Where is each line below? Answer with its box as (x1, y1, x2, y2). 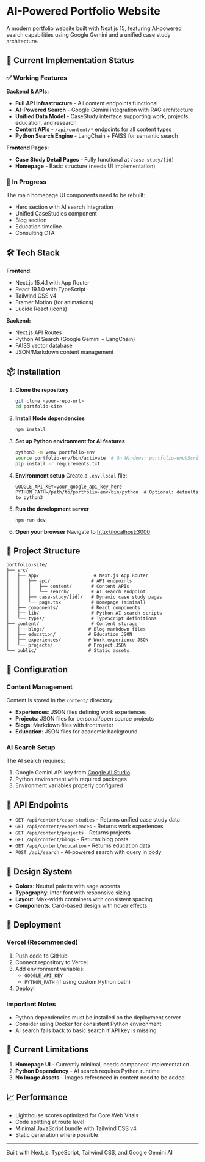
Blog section (15, 216, 47, 223)
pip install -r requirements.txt (15, 460, 101, 467)
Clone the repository (15, 386, 69, 393)
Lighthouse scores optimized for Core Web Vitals (15, 1111, 139, 1119)
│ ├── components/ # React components (6, 605, 140, 611)
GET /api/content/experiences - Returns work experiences (15, 822, 164, 830)
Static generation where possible (15, 1131, 99, 1138)
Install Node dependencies (15, 414, 85, 422)
